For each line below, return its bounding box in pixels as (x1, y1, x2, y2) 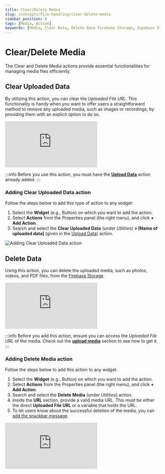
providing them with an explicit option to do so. (5, 111, 100, 117)
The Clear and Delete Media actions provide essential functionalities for (5, 63, 150, 69)
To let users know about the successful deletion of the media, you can (12, 407, 155, 414)
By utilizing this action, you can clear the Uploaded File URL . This (5, 96, 137, 102)
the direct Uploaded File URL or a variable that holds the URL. (12, 403, 137, 408)
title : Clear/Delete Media (5, 7, 60, 12)
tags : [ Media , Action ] (5, 21, 52, 26)
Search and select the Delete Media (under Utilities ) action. (12, 392, 133, 398)
